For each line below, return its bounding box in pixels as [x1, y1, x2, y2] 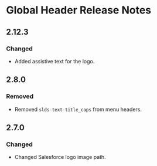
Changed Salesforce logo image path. [14, 154, 107, 161]
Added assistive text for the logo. [14, 57, 95, 65]
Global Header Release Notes [6, 4, 152, 17]
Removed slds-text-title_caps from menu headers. [14, 106, 142, 113]
